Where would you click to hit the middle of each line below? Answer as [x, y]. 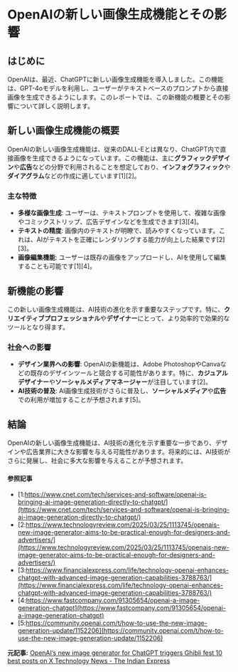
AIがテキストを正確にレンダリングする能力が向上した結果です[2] [131, 240]
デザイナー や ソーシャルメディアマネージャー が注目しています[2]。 [114, 382]
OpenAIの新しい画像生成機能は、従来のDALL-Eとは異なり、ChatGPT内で [114, 149]
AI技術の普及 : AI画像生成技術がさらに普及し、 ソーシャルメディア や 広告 [122, 391]
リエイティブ [26, 318]
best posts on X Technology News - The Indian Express [89, 661]
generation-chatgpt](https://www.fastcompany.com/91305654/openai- [121, 608]
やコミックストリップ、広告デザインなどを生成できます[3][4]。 [110, 222]
